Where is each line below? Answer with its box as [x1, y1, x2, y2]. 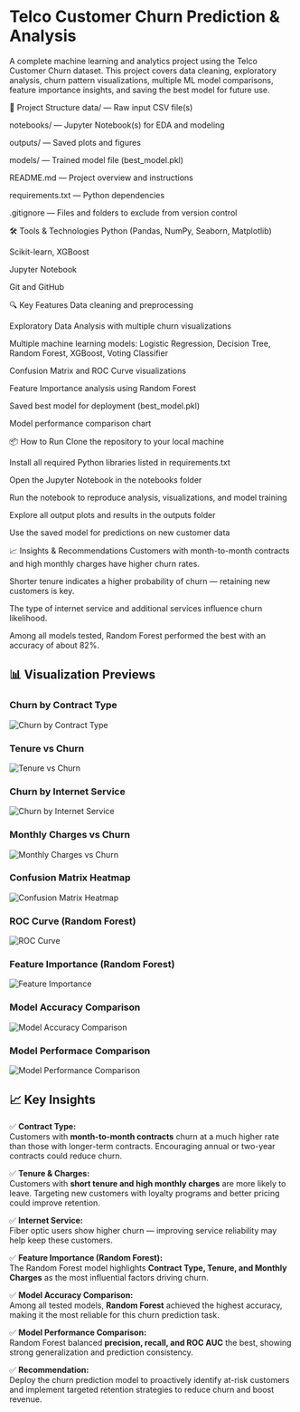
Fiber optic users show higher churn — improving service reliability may [9, 1225, 277, 1235]
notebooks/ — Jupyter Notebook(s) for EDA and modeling [9, 120, 225, 130]
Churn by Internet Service [9, 785, 126, 798]
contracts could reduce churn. [9, 1150, 123, 1161]
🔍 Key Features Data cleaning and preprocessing [9, 299, 194, 310]
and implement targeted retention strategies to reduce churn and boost [9, 1384, 275, 1395]
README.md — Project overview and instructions [9, 172, 194, 183]
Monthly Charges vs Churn [9, 829, 131, 841]
